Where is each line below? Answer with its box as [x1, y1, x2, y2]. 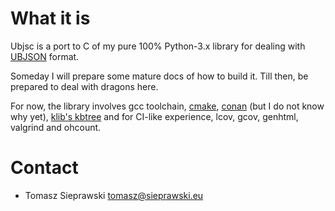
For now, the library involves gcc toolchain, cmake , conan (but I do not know [10, 100, 325, 112]
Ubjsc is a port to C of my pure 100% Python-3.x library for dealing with [10, 40, 306, 52]
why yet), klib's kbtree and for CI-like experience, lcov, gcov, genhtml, [10, 110, 299, 122]
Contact [10, 157, 79, 179]
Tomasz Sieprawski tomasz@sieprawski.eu [24, 189, 204, 201]
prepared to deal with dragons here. [10, 80, 159, 92]
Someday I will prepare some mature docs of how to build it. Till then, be [10, 70, 309, 82]
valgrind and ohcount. [10, 121, 102, 133]
